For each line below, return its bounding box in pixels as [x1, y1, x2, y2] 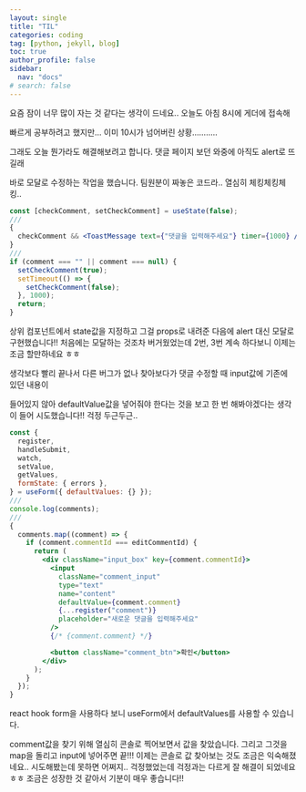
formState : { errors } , [17, 479, 107, 489]
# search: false [9, 81, 71, 90]
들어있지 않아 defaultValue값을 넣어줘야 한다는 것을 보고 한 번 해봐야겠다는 [9, 398, 275, 409]
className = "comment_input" [57, 571, 161, 581]
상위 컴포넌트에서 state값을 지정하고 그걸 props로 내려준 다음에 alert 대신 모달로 [9, 325, 294, 336]
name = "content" [57, 589, 117, 598]
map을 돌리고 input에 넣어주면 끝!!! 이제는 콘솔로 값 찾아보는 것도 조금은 [9, 750, 266, 761]
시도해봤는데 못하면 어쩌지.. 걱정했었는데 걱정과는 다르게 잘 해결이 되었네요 [30, 762, 296, 773]
